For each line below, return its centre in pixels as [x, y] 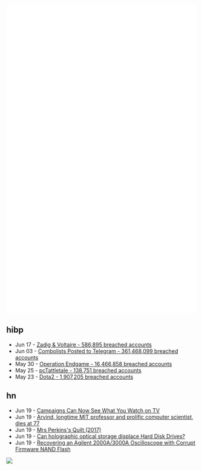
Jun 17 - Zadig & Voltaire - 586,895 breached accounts [83, 345]
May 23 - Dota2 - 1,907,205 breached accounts [74, 377]
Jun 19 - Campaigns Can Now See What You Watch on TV [87, 410]
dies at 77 [27, 423]
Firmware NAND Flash [43, 449]
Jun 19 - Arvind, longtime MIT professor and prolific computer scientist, [104, 417]
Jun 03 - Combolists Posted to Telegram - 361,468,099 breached [96, 351]
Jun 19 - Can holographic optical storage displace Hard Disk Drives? [100, 436]
